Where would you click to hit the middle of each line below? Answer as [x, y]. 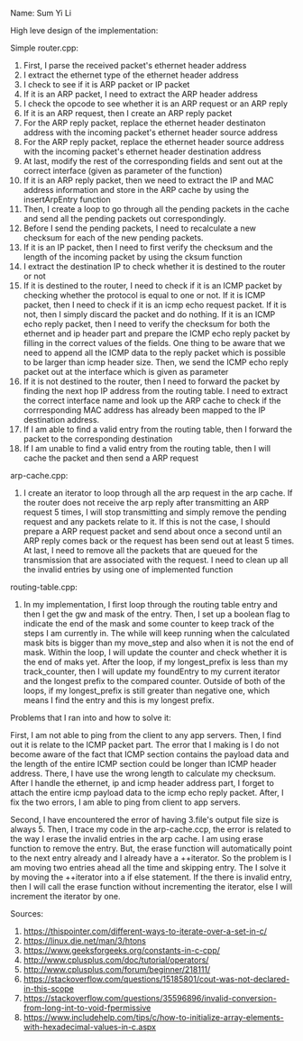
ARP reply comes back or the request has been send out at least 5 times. [159, 541]
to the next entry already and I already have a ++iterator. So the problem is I [151, 858]
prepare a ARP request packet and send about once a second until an [152, 531]
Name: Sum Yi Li [41, 13]
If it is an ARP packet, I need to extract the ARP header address [141, 94]
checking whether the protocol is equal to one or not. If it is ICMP [144, 295]
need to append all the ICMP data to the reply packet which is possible [155, 352]
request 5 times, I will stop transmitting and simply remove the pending [155, 512]
